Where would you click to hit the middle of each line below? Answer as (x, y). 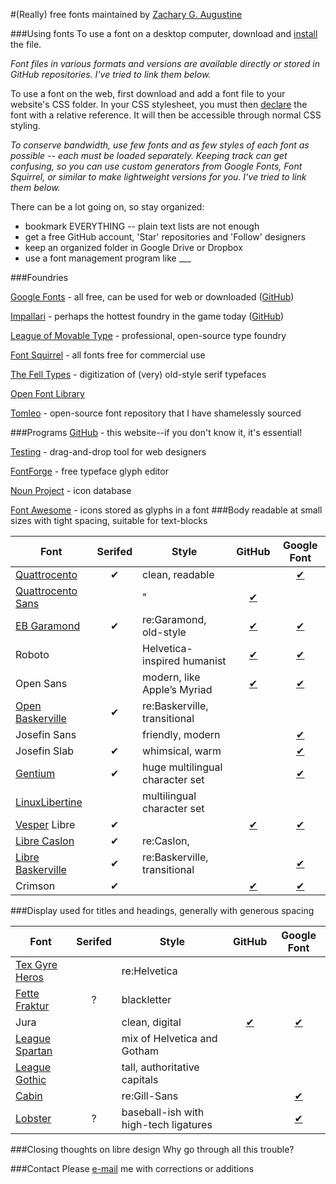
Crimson (35, 886)
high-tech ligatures (167, 1124)
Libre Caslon (45, 841)
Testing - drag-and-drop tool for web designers (108, 452)
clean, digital (151, 1022)
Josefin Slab (44, 751)
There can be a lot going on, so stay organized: (107, 207)
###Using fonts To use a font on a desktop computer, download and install (164, 33)
